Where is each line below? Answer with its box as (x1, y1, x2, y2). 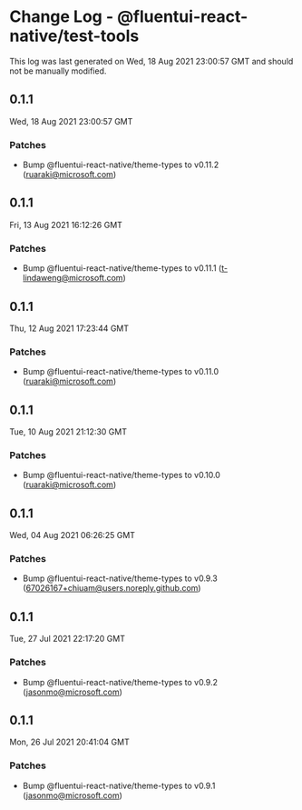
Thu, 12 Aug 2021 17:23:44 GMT (9, 323, 130, 334)
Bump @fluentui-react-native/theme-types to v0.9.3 (22, 573, 218, 584)
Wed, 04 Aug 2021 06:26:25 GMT (9, 530, 136, 541)
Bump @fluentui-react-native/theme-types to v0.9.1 (22, 780, 216, 791)
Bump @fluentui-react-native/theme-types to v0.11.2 (22, 159, 219, 170)
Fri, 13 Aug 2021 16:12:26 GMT (9, 219, 122, 230)
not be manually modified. (9, 65, 107, 76)
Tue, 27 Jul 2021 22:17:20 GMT (9, 634, 125, 645)
